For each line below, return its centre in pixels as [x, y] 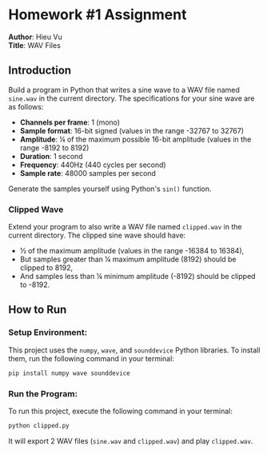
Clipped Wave [36, 209]
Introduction [40, 71]
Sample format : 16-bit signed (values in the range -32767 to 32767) [132, 130]
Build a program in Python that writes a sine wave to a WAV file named [124, 90]
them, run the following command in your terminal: [91, 358]
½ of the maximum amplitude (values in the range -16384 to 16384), [132, 251]
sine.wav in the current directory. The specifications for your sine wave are [132, 98]
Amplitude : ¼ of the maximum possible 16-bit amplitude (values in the [135, 139]
